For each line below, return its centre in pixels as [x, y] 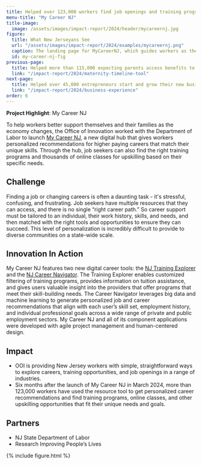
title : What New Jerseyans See [51, 40]
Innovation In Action [45, 254]
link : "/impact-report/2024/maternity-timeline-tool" [80, 73]
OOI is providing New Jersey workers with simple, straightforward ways [104, 366]
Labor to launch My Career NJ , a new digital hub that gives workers [90, 137]
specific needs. [25, 163]
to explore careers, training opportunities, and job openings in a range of [105, 372]
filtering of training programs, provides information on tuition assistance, [96, 281]
